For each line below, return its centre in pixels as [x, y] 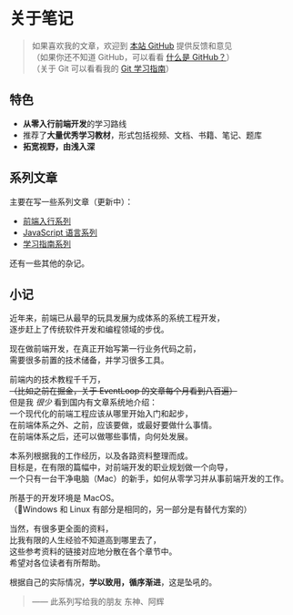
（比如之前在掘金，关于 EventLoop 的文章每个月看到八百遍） [124, 391]
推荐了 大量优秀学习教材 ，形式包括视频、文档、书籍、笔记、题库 [142, 135]
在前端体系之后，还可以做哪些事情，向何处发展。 [101, 436]
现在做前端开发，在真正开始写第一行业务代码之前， [105, 349]
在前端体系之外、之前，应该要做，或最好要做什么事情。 [113, 425]
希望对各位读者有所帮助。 [57, 563]
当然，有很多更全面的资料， [61, 528]
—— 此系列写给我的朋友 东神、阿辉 [98, 601]
